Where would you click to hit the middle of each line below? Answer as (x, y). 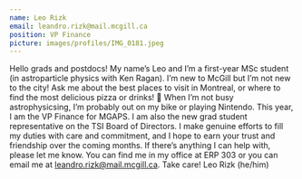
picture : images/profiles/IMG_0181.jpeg (87, 43)
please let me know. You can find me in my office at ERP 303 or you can (144, 155)
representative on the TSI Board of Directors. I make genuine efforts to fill (146, 127)
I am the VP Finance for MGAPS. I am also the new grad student (128, 117)
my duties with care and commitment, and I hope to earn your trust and (142, 136)
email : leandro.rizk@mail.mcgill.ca (78, 26)
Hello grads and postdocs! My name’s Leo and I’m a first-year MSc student (149, 69)
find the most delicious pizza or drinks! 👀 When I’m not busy (122, 98)
